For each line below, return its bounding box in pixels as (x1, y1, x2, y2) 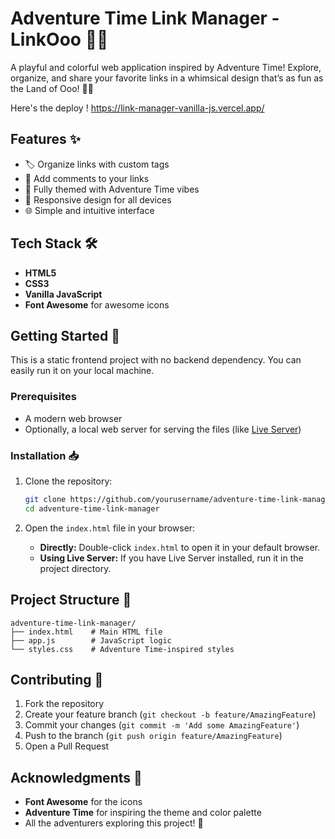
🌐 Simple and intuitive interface (24, 204, 155, 216)
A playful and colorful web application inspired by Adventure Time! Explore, (10, 61, 322, 73)
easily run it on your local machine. (10, 365, 155, 377)
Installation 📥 (10, 448, 80, 462)
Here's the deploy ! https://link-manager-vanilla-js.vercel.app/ (10, 102, 265, 114)
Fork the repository (24, 698, 105, 710)
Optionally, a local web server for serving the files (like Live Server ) (24, 423, 302, 435)
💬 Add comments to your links (24, 172, 150, 184)
